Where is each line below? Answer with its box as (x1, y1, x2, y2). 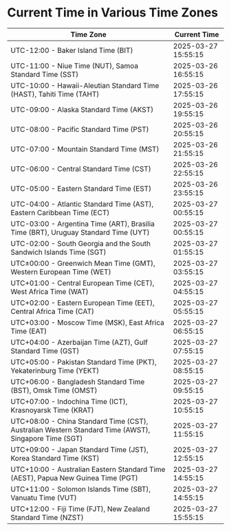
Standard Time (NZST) (10, 512, 84, 522)
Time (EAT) (10, 326, 47, 336)
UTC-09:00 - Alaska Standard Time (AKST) (10, 104, 154, 114)
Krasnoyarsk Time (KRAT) (10, 405, 94, 415)
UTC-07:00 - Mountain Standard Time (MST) (10, 144, 159, 154)
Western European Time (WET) (10, 267, 111, 276)
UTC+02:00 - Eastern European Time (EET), (10, 297, 155, 307)
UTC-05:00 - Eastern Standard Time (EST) (10, 183, 152, 193)
